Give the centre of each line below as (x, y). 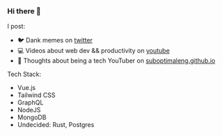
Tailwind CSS (36, 95)
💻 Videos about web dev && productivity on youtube (93, 51)
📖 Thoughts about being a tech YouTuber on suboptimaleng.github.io (116, 61)
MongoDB (32, 117)
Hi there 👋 (24, 11)
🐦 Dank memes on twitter (55, 40)
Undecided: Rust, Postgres (56, 125)
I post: (16, 27)
